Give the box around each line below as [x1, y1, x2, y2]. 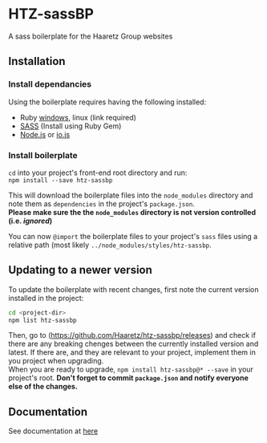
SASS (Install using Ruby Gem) [19, 121, 122, 131]
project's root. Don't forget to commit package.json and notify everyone [8, 373, 249, 383]
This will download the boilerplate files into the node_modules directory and [8, 190, 253, 200]
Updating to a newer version [8, 263, 152, 277]
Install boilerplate [8, 149, 78, 161]
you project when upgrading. [8, 356, 104, 366]
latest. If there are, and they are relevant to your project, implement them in [8, 347, 257, 357]
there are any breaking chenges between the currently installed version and [8, 339, 259, 349]
